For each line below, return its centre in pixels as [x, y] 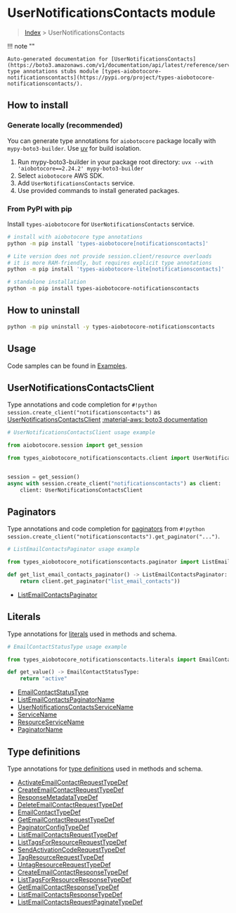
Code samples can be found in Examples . [67, 366]
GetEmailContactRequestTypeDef [66, 820]
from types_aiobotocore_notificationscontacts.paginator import [103, 562]
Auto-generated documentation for [58, 59]
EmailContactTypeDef [49, 812]
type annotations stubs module [53, 71]
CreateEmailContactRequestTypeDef [71, 790]
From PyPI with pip [40, 209]
